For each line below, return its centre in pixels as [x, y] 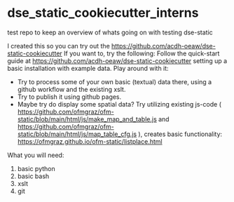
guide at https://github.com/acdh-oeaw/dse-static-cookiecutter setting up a [117, 60]
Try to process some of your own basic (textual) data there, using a [115, 81]
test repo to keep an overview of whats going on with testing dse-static [110, 32]
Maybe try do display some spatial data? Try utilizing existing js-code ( [119, 104]
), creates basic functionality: [180, 134]
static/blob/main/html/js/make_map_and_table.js [87, 119]
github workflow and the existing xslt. [71, 89]
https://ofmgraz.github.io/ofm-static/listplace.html [90, 141]
